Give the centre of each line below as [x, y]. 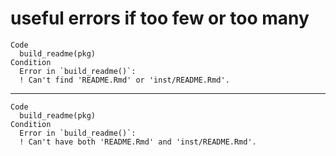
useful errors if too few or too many [160, 18]
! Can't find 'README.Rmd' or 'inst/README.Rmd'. [124, 80]
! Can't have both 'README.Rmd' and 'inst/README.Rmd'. [138, 142]
